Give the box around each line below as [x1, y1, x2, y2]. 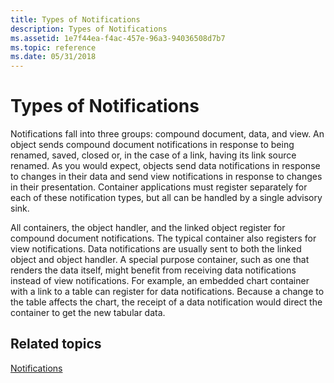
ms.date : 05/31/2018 [10, 52, 97, 62]
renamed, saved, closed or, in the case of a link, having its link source [10, 149, 297, 161]
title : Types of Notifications [10, 14, 141, 25]
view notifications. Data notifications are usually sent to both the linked [10, 243, 302, 255]
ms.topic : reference [10, 42, 97, 53]
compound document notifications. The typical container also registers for [10, 232, 317, 245]
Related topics [10, 336, 102, 353]
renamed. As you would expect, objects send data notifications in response [10, 160, 321, 172]
